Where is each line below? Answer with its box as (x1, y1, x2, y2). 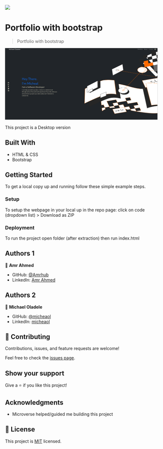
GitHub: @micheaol (12, 313, 51, 319)
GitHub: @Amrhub (12, 272, 49, 278)
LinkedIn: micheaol (12, 318, 50, 324)
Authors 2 (5, 291, 36, 299)
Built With (5, 139, 35, 147)
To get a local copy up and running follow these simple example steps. (5, 184, 146, 189)
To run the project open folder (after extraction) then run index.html (5, 235, 140, 241)
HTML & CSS (12, 151, 38, 157)
